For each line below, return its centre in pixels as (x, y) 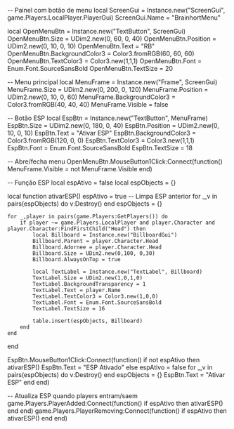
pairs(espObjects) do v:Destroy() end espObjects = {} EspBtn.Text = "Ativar (116, 375)
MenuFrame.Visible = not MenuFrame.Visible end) (80, 169)
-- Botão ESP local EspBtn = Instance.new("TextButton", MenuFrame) (108, 118)
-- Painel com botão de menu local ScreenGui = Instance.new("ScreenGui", (116, 10)
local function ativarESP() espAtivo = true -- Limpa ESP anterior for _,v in (112, 196)
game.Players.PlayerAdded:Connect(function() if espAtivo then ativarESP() (115, 403)
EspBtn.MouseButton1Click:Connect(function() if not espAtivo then (104, 360)
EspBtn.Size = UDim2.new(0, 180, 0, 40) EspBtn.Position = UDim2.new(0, (113, 125)
